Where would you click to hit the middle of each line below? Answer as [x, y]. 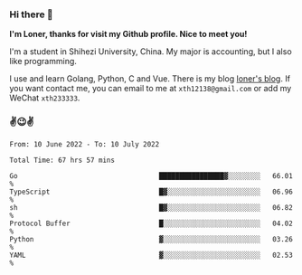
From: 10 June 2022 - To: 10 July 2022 [85, 144]
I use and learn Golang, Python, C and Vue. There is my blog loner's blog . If [150, 79]
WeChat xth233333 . [45, 98]
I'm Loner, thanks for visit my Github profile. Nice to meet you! [128, 34]
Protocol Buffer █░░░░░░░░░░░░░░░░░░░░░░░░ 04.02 [151, 223]
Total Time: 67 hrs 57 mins [62, 160]
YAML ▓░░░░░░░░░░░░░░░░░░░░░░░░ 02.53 [151, 255]
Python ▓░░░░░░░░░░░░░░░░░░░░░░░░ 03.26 [151, 239]
